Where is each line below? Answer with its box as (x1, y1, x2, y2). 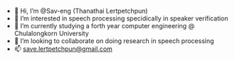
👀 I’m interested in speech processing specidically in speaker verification (14, 14, 229, 23)
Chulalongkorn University (14, 29, 89, 37)
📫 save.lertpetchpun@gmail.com (14, 44, 113, 53)
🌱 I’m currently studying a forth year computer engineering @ (14, 22, 194, 30)
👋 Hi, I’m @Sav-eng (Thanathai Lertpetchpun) (14, 7, 148, 15)
